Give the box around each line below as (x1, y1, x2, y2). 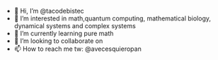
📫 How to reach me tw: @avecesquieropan (13, 44, 142, 53)
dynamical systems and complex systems (13, 22, 136, 30)
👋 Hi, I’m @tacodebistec (13, 7, 85, 15)
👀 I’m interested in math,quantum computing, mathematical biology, (13, 14, 211, 23)
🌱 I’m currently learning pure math (13, 29, 114, 37)
